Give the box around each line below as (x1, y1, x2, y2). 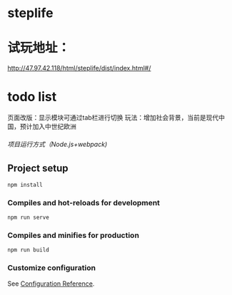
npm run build (7, 247, 50, 254)
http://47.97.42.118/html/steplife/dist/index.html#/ (7, 64, 151, 73)
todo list (7, 89, 57, 105)
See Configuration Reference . (7, 279, 95, 288)
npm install (7, 181, 43, 188)
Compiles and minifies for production (7, 230, 139, 240)
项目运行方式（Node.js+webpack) (7, 140, 108, 148)
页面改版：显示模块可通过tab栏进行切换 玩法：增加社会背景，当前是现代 (7, 113, 219, 122)
